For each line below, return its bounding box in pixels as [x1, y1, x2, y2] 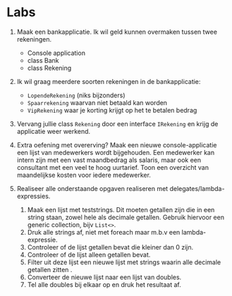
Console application [27, 49, 86, 57]
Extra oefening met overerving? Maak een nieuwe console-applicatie [16, 140, 217, 149]
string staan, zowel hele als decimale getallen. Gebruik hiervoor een [27, 213, 225, 221]
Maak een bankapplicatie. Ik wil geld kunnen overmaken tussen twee [16, 27, 218, 36]
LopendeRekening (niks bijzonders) [27, 91, 126, 99]
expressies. [16, 192, 51, 200]
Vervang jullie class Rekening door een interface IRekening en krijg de [16, 119, 219, 128]
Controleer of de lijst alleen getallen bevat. [27, 250, 151, 259]
